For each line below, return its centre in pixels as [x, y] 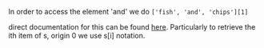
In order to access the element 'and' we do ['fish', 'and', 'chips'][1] [128, 12]
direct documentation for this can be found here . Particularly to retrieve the [132, 27]
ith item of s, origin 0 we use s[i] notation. [77, 36]
